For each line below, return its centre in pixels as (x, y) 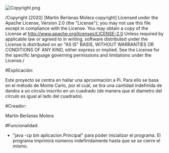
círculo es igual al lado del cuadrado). (44, 96)
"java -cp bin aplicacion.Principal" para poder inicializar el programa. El (87, 135)
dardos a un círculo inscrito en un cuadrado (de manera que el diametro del (84, 91)
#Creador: (16, 106)
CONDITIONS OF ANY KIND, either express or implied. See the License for (82, 50)
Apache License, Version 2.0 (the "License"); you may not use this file (78, 23)
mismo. (20, 146)
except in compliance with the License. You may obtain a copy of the (77, 28)
